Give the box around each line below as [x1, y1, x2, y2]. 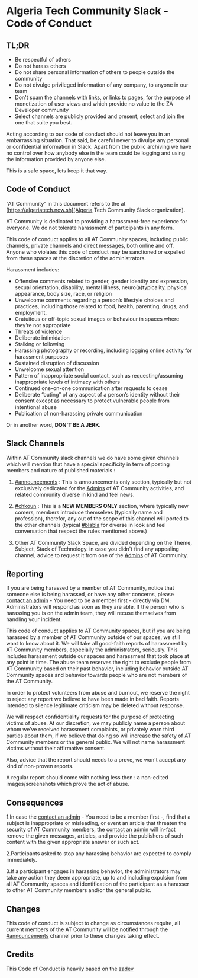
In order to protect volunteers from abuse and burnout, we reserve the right [6, 689, 190, 696]
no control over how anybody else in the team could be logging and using [6, 149, 186, 156]
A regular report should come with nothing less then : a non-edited [6, 774, 168, 781]
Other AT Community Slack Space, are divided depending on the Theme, [14, 539, 192, 546]
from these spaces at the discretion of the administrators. [6, 254, 147, 261]
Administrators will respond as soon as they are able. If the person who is [6, 603, 185, 611]
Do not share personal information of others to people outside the [14, 69, 175, 75]
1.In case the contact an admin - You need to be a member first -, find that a [6, 813, 191, 820]
